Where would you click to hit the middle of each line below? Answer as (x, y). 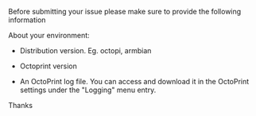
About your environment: (49, 35)
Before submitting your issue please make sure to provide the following (125, 12)
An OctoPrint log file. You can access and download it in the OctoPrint (134, 81)
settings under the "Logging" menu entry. (88, 90)
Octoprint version (48, 66)
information (27, 20)
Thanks (21, 105)
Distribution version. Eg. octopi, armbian (85, 50)
